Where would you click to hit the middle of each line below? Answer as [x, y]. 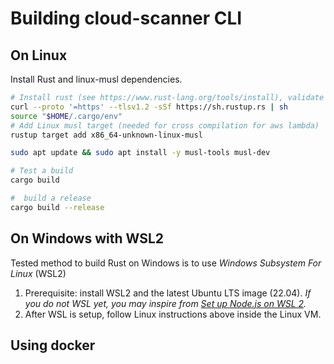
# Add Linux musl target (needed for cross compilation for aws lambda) [165, 125]
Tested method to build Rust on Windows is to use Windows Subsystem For [166, 263]
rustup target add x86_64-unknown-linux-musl [106, 135]
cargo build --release [57, 207]
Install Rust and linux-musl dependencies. [96, 79]
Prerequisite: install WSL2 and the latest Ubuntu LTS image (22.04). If [168, 293]
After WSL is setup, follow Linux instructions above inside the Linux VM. [173, 314]
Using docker [53, 345]
